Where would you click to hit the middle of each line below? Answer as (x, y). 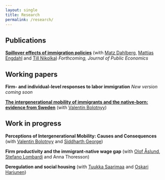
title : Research (22, 15)
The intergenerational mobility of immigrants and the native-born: (77, 102)
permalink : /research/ (29, 19)
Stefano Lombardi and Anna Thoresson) (48, 156)
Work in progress (33, 124)
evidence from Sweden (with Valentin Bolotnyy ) (56, 107)
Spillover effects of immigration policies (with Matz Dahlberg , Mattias (80, 53)
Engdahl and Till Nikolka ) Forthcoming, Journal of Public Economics (77, 58)
